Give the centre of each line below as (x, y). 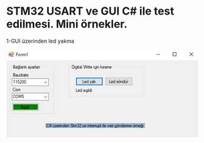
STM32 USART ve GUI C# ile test (90, 11)
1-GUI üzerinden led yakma (40, 41)
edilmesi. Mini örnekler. (67, 24)
